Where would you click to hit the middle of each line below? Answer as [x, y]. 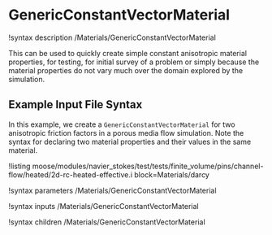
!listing [19, 166]
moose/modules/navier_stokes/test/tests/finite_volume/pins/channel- [148, 166]
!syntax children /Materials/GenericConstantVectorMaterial [107, 222]
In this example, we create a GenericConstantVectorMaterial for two [122, 124]
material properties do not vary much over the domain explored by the [126, 70]
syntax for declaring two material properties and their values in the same [130, 141]
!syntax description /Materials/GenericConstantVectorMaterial [112, 37]
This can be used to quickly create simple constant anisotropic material [128, 53]
